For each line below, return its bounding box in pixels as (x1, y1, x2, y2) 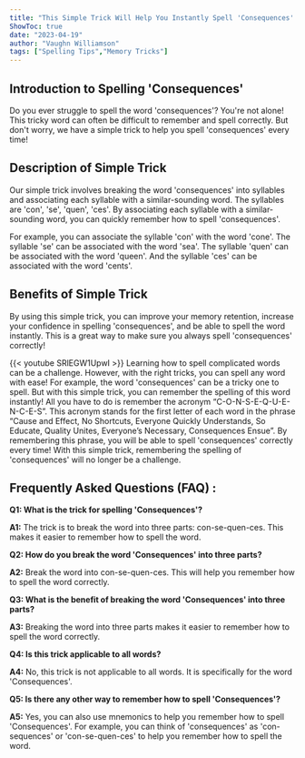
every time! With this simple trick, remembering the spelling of (9, 444, 242, 455)
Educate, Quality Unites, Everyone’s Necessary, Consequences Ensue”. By (9, 425, 288, 436)
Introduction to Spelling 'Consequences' (9, 81, 244, 96)
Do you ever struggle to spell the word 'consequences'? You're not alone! (9, 105, 284, 116)
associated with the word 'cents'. (9, 260, 133, 271)
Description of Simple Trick (9, 160, 167, 176)
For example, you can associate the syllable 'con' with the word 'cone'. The (9, 231, 290, 242)
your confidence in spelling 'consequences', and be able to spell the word (9, 320, 286, 331)
